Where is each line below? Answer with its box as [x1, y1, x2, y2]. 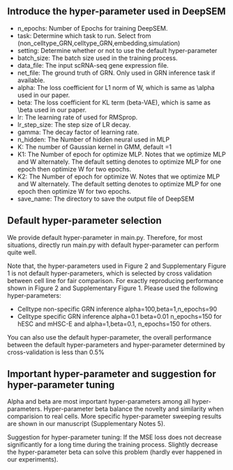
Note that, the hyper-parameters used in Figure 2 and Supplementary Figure [7, 261, 227, 270]
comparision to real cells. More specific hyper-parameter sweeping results [7, 412, 222, 420]
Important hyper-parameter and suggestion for [7, 368, 216, 380]
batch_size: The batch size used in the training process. [17, 54, 178, 62]
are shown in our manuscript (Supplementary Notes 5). [7, 420, 165, 428]
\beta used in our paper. [17, 105, 87, 114]
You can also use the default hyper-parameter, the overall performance [7, 333, 211, 341]
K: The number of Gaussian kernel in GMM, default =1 [17, 142, 172, 151]
